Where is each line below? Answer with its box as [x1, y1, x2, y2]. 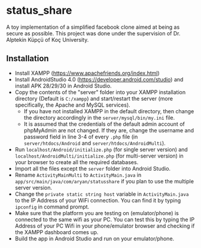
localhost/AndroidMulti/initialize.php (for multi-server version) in [14, 152, 184, 159]
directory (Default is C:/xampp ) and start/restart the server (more [14, 95, 173, 102]
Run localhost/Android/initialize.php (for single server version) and [14, 146, 188, 153]
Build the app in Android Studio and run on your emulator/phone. [14, 235, 175, 242]
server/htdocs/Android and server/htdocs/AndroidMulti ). [23, 139, 166, 147]
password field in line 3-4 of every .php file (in [23, 133, 138, 140]
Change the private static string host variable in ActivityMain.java [14, 190, 189, 198]
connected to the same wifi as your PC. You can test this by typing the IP [14, 216, 195, 223]
